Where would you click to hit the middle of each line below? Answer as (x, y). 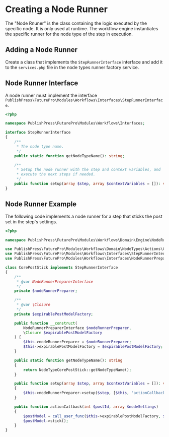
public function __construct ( (46, 323)
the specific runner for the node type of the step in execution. (69, 34)
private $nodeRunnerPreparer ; (46, 291)
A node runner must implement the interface (51, 95)
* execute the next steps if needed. (56, 174)
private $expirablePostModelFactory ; (54, 314)
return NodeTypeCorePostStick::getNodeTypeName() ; (77, 370)
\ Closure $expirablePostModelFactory (63, 333)
